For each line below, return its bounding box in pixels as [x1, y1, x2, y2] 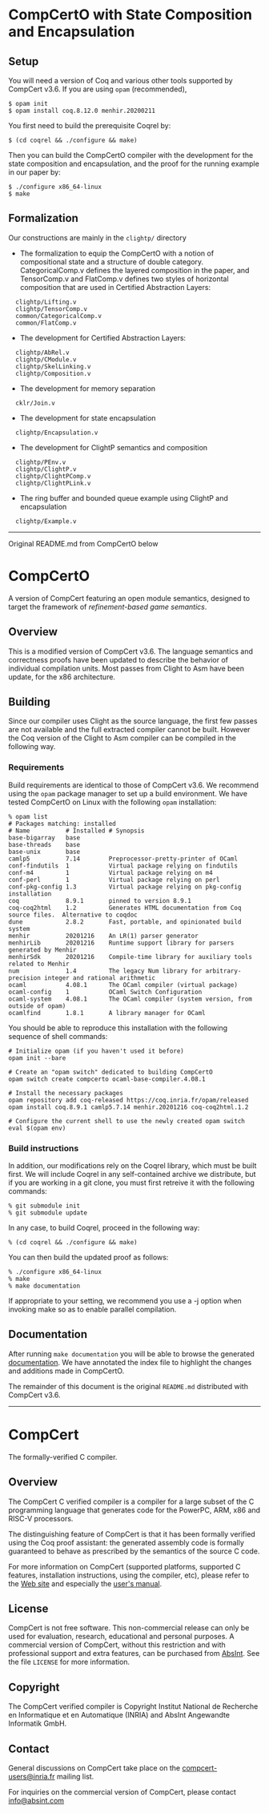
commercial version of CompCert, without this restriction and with [8, 1640, 226, 1650]
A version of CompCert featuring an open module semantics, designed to [8, 593, 251, 602]
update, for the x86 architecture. [8, 671, 116, 682]
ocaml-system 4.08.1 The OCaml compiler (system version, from [8, 995, 252, 1003]
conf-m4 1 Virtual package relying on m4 [8, 868, 214, 876]
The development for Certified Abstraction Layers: [19, 332, 187, 342]
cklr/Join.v [15, 399, 56, 407]
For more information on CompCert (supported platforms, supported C [8, 1561, 241, 1571]
